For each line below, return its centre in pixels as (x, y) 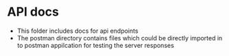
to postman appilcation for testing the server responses (96, 45)
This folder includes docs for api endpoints (77, 31)
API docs (33, 12)
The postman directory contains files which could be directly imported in (120, 38)
